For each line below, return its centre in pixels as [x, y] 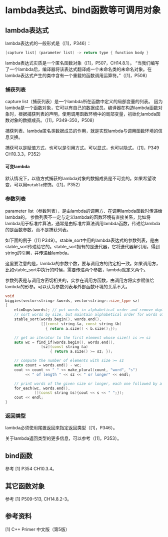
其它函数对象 [25, 486]
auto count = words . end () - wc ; [48, 365]
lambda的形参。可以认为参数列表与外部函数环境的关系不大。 [67, 286]
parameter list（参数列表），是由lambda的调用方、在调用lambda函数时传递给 [84, 211]
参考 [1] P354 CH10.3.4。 [31, 469]
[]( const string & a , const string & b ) [81, 324]
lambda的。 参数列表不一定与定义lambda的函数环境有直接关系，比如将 [78, 217]
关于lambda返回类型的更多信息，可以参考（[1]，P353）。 [63, 438]
